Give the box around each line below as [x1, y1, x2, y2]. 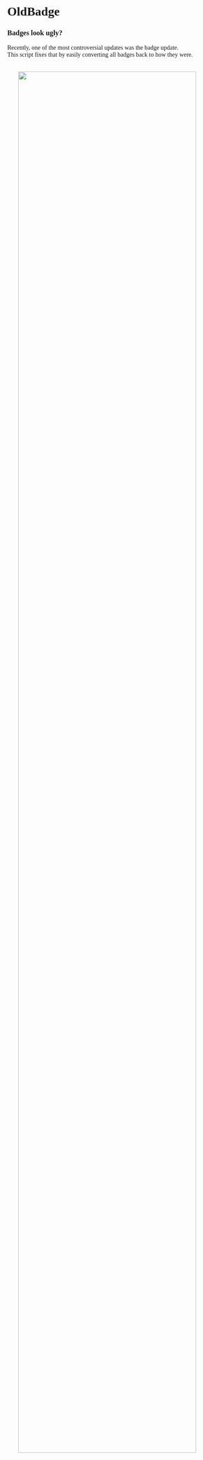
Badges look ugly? [7, 29, 63, 38]
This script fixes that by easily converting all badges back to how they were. [7, 51, 193, 59]
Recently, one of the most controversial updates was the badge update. [7, 44, 179, 52]
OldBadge [7, 4, 60, 19]
